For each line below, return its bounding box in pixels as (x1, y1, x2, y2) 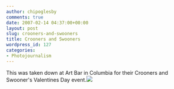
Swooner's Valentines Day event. (6, 76, 87, 83)
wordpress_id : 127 (6, 42, 51, 48)
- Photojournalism (6, 53, 51, 59)
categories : (6, 47, 36, 53)
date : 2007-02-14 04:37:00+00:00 (6, 20, 89, 26)
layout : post (6, 25, 38, 31)
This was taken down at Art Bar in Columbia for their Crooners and (6, 69, 169, 76)
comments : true (6, 14, 44, 20)
